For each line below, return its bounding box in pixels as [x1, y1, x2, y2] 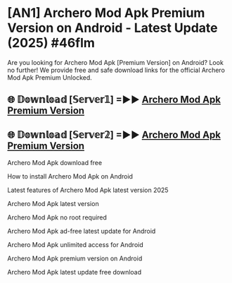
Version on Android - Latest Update [7, 20, 218, 36]
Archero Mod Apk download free [7, 159, 103, 167]
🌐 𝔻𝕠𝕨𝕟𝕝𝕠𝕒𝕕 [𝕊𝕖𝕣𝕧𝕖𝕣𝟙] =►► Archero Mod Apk [7, 94, 221, 106]
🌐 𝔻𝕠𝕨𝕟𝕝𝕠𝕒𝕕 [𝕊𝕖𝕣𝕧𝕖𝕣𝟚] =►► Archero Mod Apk [7, 128, 221, 140]
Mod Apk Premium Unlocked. [7, 73, 93, 82]
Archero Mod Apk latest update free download [7, 268, 142, 277]
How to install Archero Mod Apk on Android [7, 172, 134, 181]
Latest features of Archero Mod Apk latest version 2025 [7, 186, 169, 195]
